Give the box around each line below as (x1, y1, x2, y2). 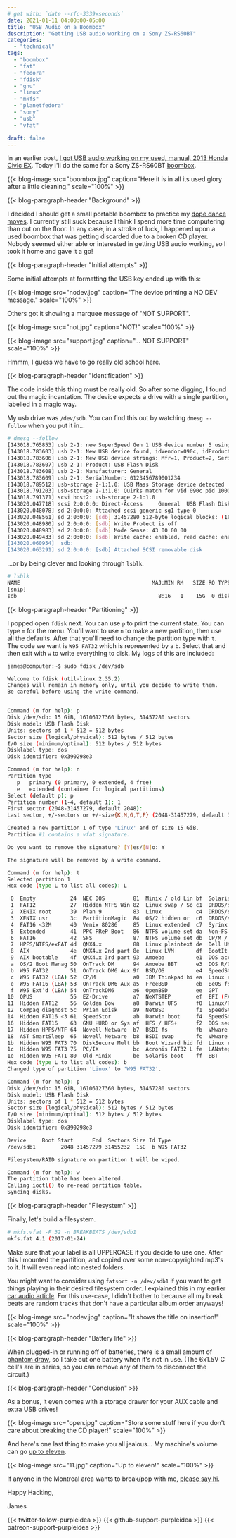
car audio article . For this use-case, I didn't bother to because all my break (7, 1291, 223, 1300)
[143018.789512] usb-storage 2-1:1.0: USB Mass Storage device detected (7, 481, 225, 488)
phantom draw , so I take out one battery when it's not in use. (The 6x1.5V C (7, 1355, 225, 1363)
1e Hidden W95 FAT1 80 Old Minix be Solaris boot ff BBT (7, 1052, 218, 1060)
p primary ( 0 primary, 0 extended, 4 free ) (16, 779, 152, 786)
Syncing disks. (7, 1189, 52, 1196)
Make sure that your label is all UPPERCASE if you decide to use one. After (7, 1247, 223, 1256)
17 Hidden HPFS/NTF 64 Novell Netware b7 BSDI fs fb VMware (7, 1026, 228, 1033)
